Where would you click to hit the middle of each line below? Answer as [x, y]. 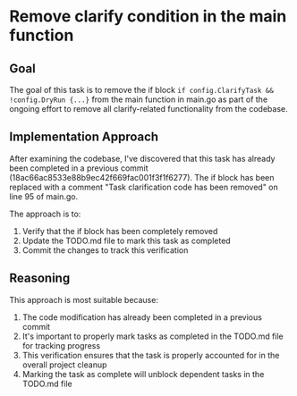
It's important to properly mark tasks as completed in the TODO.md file [153, 336]
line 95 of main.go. [44, 196]
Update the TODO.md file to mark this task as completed [126, 240]
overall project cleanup [64, 365]
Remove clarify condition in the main [148, 17]
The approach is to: [45, 214]
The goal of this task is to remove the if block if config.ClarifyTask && [142, 90]
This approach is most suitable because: [84, 299]
